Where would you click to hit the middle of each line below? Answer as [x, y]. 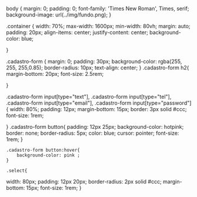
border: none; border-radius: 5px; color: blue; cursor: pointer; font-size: [93, 133]
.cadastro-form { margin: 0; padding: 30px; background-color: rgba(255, [94, 61]
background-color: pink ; [49, 155]
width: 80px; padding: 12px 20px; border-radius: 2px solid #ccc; [84, 181]
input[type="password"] [162, 103]
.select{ [17, 171]
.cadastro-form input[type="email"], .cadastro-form [69, 103]
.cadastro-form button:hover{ [43, 150]
